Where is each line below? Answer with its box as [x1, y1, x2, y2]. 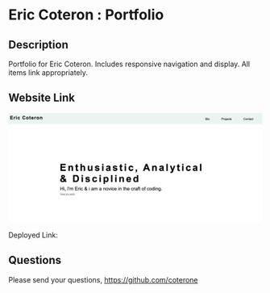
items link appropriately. [8, 68, 89, 77]
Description [8, 38, 69, 52]
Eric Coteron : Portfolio [8, 6, 164, 24]
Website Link [8, 91, 75, 105]
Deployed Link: [8, 230, 58, 240]
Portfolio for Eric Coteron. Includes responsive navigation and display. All [8, 59, 251, 69]
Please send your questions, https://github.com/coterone [8, 274, 199, 284]
